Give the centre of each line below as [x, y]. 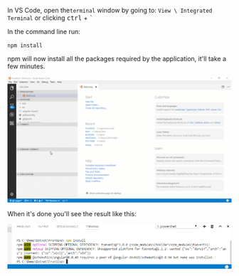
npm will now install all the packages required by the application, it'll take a [117, 59]
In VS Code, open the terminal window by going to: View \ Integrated [110, 10]
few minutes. [26, 66]
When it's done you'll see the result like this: [72, 213]
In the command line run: [44, 32]
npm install [25, 46]
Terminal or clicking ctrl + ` [51, 18]
